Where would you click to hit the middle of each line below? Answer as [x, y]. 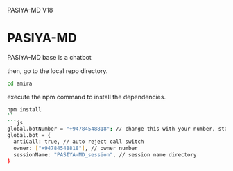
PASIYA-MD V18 [30, 10]
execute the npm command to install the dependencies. [87, 97]
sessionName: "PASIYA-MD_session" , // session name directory [105, 155]
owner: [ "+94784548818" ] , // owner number [76, 149]
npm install [24, 109]
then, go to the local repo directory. [58, 71]
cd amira [20, 83]
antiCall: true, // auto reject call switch [79, 142]
